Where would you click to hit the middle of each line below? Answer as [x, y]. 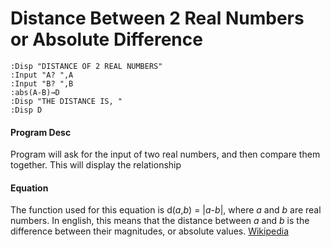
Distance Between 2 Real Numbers [157, 18]
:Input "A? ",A [42, 75]
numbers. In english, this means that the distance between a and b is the [160, 221]
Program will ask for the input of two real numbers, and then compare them [165, 154]
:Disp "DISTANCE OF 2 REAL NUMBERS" [86, 66]
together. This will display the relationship [96, 165]
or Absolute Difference [106, 39]
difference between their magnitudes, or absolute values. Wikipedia [150, 231]
